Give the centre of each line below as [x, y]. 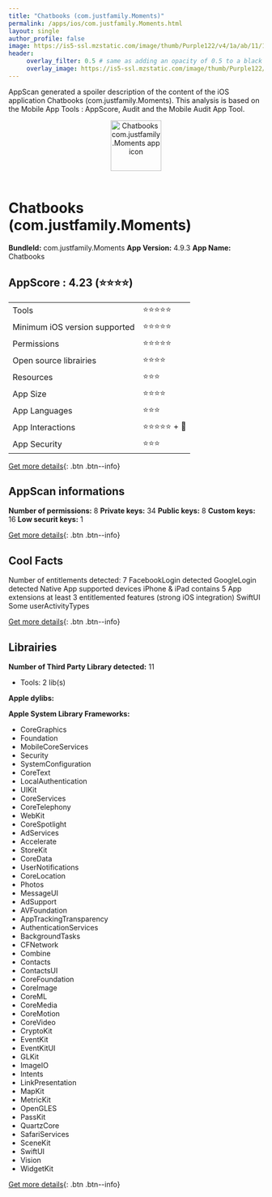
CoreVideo [38, 1022]
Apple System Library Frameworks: [69, 713]
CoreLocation [43, 875]
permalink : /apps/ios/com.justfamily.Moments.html [96, 24]
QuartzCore [40, 1125]
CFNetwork [39, 944]
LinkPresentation [48, 1082]
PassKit [33, 1117]
